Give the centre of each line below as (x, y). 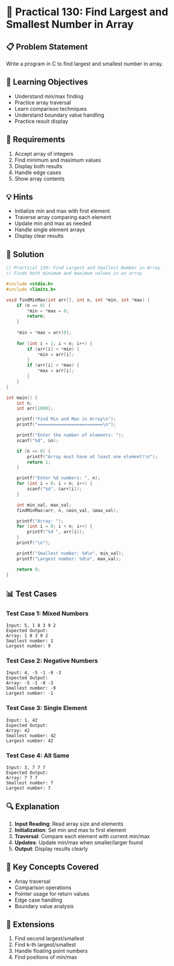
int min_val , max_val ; (44, 505)
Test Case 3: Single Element (47, 708)
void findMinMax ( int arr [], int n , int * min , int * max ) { (78, 300)
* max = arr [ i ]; (56, 371)
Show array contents (40, 179)
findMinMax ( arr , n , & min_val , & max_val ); (67, 510)
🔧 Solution (25, 254)
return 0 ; (29, 569)
